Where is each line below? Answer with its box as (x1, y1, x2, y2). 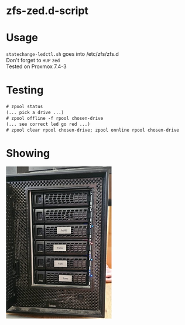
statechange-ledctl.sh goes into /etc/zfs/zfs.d (6, 51, 119, 58)
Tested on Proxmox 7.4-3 (6, 63, 67, 70)
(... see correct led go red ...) (6, 122, 91, 128)
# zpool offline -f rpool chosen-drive (6, 116, 104, 122)
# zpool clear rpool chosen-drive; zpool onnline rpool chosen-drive (6, 128, 180, 133)
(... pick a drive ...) (6, 110, 64, 116)
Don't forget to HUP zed (6, 57, 60, 64)
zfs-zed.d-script (6, 4, 89, 18)
